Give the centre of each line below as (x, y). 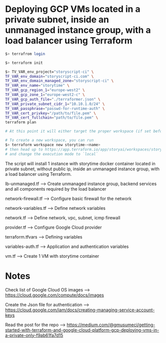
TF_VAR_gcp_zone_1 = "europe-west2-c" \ (45, 95)
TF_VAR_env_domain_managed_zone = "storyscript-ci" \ (59, 81)
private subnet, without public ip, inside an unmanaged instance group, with (82, 169)
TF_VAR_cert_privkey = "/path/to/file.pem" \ (51, 113)
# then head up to (24, 149)
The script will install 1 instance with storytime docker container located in (80, 163)
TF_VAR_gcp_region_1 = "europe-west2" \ (45, 90)
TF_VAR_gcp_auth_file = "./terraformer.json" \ (53, 99)
